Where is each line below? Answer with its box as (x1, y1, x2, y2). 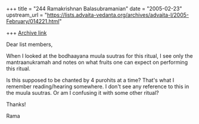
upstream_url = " (6, 11, 48, 18)
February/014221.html (6, 18, 60, 24)
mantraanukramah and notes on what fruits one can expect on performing (6, 59, 188, 66)
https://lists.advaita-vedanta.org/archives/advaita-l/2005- (46, 11, 189, 18)
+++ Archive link (6, 29, 47, 36)
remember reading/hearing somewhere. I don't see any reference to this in (6, 83, 189, 90)
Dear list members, (6, 41, 53, 48)
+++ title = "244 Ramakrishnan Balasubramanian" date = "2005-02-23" (6, 5, 182, 12)
